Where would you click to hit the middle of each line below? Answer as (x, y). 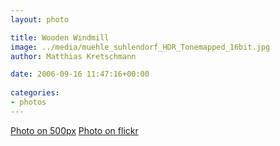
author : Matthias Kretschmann (73, 56)
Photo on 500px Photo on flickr (74, 130)
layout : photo (40, 19)
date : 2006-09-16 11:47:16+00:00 (80, 74)
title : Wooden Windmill (60, 37)
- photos (28, 102)
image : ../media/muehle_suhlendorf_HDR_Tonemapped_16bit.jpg (140, 47)
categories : (35, 93)
